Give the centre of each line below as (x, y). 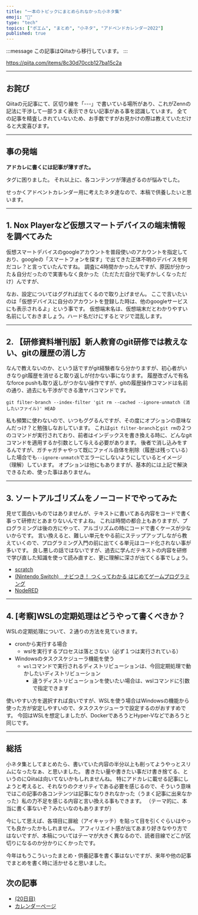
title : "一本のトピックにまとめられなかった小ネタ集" (64, 12)
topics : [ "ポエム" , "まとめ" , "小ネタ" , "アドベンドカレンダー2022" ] (85, 28)
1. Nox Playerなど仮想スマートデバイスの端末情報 (96, 226)
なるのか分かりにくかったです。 (60, 843)
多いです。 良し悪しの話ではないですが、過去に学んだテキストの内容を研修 (97, 550)
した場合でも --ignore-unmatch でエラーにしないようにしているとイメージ (94, 457)
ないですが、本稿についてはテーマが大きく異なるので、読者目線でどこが (98, 835)
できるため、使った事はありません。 (50, 472)
